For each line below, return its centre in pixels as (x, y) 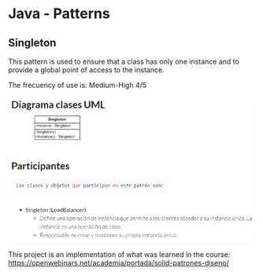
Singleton (32, 43)
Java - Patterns (59, 14)
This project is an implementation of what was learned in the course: (119, 254)
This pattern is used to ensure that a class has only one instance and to (124, 61)
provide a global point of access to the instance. (86, 70)
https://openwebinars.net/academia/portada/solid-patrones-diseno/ (119, 262)
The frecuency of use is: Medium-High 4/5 (78, 85)
